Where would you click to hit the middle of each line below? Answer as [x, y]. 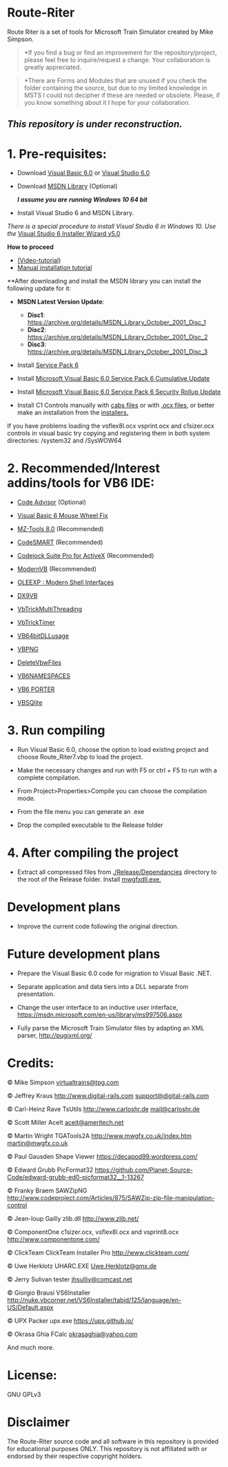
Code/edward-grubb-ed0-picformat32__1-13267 [76, 1177]
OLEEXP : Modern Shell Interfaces [65, 582]
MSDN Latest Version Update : [61, 302]
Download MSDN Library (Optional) [67, 186]
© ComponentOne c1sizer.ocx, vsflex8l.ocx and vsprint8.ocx [93, 1232]
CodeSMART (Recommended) [60, 542]
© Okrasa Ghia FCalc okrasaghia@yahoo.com [72, 1334]
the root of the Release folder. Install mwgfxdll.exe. [89, 879]
